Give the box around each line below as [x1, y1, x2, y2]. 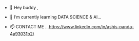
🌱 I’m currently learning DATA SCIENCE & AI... [9, 14, 101, 20]
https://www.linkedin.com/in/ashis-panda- [48, 24, 134, 29]
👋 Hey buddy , [9, 5, 39, 10]
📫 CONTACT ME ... [9, 24, 49, 29]
